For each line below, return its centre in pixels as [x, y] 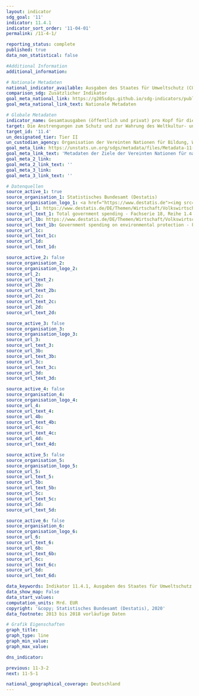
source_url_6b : [25, 548]
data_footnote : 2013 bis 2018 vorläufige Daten [66, 614]
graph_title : [22, 630]
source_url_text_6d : [32, 576]
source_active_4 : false [36, 389]
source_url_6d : [25, 570]
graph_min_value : [28, 641]
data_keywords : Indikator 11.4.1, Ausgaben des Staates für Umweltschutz [99, 586]
